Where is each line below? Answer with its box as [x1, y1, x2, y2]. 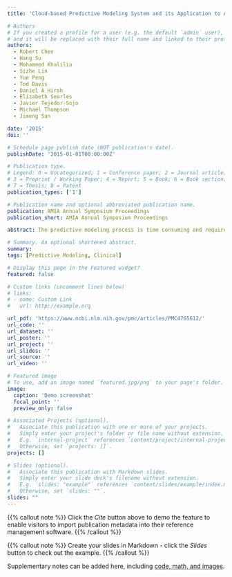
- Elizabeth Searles [13, 93, 72, 100]
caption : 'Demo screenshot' [13, 392, 95, 399]
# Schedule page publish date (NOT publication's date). [7, 144, 175, 151]
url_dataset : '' [7, 328, 54, 335]
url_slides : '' [7, 347, 51, 354]
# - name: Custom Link [7, 296, 72, 303]
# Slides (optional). [7, 461, 70, 469]
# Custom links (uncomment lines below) [7, 283, 126, 291]
